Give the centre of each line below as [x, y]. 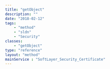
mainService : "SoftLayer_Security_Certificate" [55, 59]
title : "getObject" [25, 9]
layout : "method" [23, 55]
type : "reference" [24, 50]
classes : [14, 41]
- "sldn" [23, 32]
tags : [10, 23]
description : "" [21, 14]
